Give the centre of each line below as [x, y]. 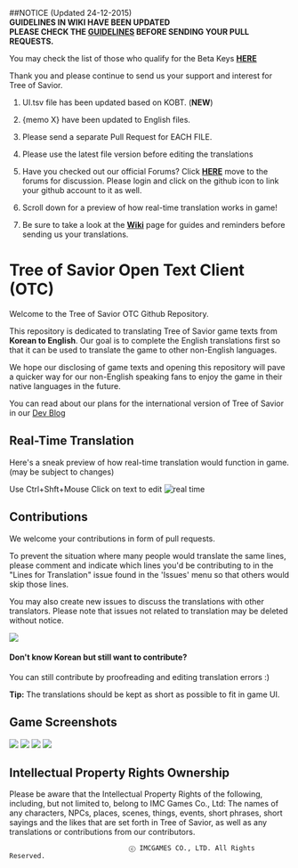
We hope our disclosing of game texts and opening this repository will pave [147, 367]
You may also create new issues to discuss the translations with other [137, 601]
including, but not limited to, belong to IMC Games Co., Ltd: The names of [144, 804]
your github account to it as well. [82, 190]
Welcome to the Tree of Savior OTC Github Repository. [109, 313]
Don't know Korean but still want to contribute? [98, 657]
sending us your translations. [75, 234]
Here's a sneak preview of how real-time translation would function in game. [149, 462]
